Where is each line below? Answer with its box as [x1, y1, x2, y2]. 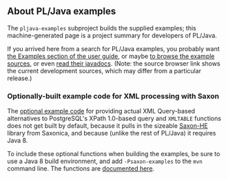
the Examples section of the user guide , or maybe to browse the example [7, 52, 215, 60]
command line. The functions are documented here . [7, 164, 155, 173]
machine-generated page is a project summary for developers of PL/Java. [7, 31, 217, 39]
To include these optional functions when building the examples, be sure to [7, 150, 220, 158]
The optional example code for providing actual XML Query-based [7, 107, 196, 115]
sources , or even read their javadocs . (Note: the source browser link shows [7, 59, 220, 68]
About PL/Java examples [7, 6, 116, 17]
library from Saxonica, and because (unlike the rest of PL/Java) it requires [7, 129, 216, 138]
